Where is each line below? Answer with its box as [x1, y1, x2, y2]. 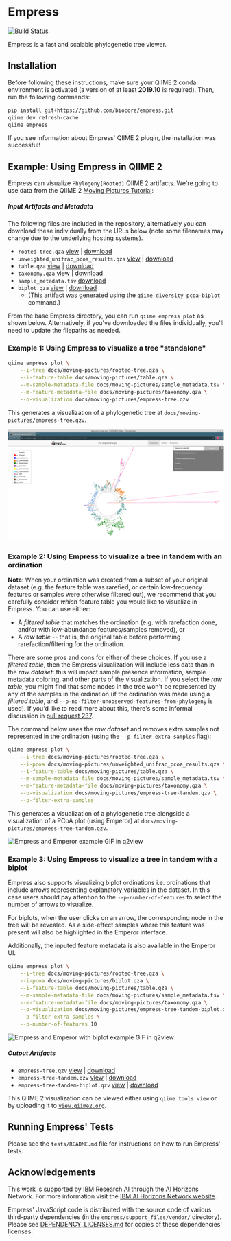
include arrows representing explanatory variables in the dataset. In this [8, 886, 210, 894]
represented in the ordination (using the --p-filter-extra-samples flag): [8, 732, 212, 740]
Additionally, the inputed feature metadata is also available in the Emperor [8, 941, 216, 950]
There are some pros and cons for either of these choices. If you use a [8, 653, 208, 661]
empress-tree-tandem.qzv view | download [17, 1074, 137, 1082]
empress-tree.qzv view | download [17, 1066, 116, 1074]
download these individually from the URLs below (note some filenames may [8, 227, 224, 235]
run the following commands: [8, 93, 90, 101]
